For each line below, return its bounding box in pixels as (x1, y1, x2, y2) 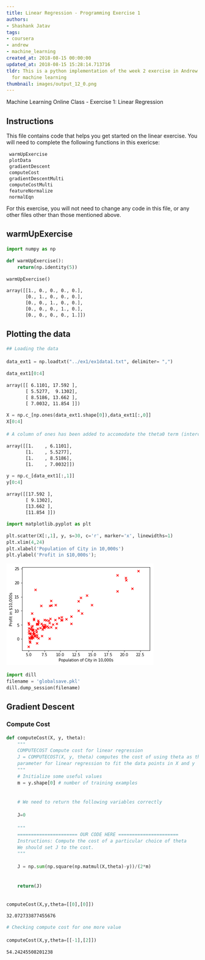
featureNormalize (9, 188, 53, 194)
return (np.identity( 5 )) (17, 264, 78, 270)
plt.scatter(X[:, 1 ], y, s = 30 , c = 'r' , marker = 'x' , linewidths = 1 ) (6, 532, 173, 539)
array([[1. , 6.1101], (6, 443, 72, 449)
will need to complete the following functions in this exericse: (6, 139, 160, 146)
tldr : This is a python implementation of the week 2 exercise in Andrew (6, 68, 198, 74)
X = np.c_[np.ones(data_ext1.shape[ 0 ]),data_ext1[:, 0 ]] (6, 412, 151, 418)
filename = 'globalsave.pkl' (6, 678, 81, 684)
